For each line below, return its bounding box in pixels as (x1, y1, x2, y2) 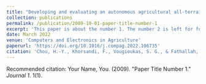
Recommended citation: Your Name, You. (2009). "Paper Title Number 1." (6, 65, 191, 72)
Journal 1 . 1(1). (6, 71, 43, 79)
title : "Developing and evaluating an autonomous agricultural (6, 9, 172, 15)
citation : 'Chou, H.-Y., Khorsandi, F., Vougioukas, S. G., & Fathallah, (6, 49, 199, 55)
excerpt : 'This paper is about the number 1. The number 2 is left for (6, 26, 193, 32)
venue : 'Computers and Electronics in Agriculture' (6, 37, 141, 43)
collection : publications (6, 15, 72, 21)
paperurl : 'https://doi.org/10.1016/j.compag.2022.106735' (6, 43, 161, 49)
